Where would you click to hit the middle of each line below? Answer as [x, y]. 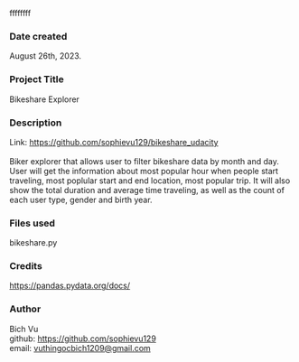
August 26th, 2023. [46, 56]
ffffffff [20, 13]
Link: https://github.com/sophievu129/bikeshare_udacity [114, 142]
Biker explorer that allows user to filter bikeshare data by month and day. [145, 161]
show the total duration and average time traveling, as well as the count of [147, 190]
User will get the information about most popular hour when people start [144, 171]
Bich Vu [24, 329]
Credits [26, 266]
